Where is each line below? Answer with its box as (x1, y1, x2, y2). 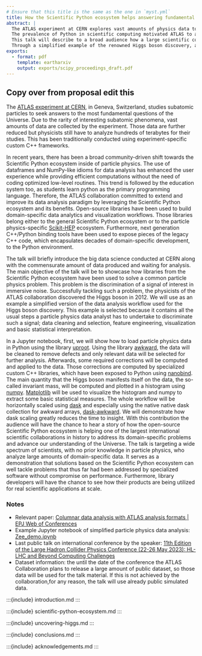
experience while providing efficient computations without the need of (6, 173, 180, 180)
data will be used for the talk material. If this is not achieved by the (14, 571, 180, 579)
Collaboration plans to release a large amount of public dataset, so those (14, 565, 195, 573)
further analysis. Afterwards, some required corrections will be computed (6, 357, 188, 364)
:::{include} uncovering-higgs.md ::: (6, 620, 94, 627)
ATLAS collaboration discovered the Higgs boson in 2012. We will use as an (6, 294, 193, 301)
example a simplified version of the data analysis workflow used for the (6, 300, 183, 307)
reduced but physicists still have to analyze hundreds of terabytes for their (6, 129, 191, 137)
